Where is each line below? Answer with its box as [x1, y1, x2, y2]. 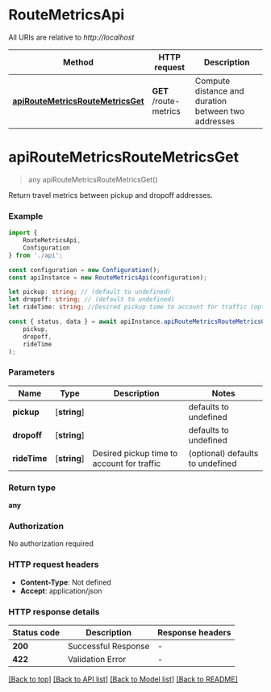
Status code [12, 627, 60, 638]
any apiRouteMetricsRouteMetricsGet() [27, 174, 159, 184]
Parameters [8, 367, 55, 378]
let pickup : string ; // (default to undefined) [8, 288, 172, 296]
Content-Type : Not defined [19, 577, 111, 587]
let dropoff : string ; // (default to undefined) [8, 296, 175, 304]
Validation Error [67, 653, 127, 665]
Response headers [156, 627, 231, 638]
